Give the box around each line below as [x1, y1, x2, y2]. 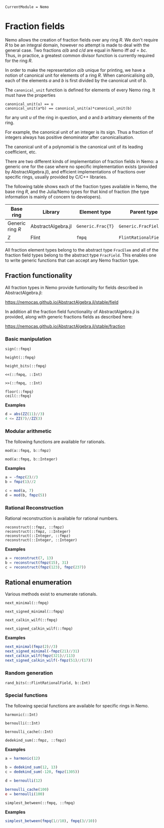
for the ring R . [5, 58, 33, 64]
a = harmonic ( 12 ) [5, 756, 41, 761]
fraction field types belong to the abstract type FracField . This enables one [5, 252, 157, 258]
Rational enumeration [5, 578, 72, 586]
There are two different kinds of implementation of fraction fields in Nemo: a [5, 158, 158, 164]
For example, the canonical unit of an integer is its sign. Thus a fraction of [5, 129, 153, 135]
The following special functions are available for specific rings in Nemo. [5, 703, 149, 709]
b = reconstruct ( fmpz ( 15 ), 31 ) [5, 560, 69, 565]
